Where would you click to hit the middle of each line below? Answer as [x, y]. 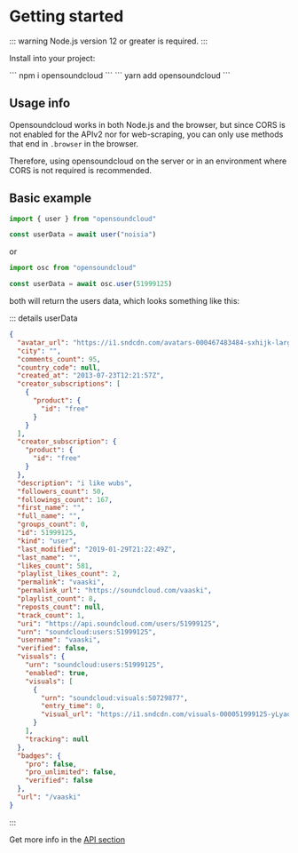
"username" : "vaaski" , [59, 640]
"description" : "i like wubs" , [75, 483]
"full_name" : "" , [49, 516]
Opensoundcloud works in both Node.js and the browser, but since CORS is [147, 124]
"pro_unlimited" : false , [71, 772]
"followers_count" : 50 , [61, 491]
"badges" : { [39, 756]
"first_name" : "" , [51, 508]
